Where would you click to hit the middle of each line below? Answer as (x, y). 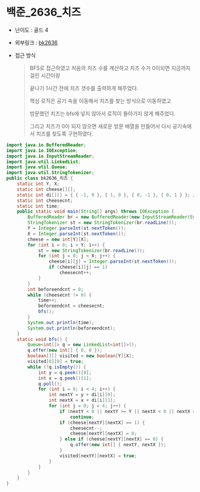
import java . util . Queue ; (37, 167)
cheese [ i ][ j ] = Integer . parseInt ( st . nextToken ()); (113, 262)
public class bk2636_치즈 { (40, 179)
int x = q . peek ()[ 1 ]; (65, 378)
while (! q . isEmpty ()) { (57, 367)
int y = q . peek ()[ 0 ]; (65, 373)
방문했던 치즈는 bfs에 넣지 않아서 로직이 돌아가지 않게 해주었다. (102, 113)
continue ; (82, 417)
